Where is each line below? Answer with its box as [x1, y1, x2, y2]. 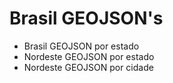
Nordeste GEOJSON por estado [23, 50, 155, 62]
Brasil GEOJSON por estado [23, 40, 140, 52]
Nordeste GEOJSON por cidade [23, 61, 154, 73]
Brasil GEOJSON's [9, 7, 164, 30]
